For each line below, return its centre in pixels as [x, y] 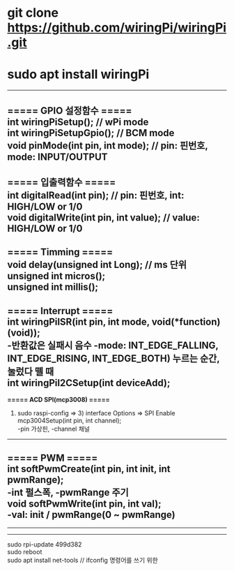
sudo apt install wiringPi [78, 74]
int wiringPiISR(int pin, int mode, [78, 321]
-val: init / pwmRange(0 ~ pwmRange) [91, 514]
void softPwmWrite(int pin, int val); [84, 504]
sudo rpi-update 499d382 [45, 544]
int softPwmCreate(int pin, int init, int [89, 469]
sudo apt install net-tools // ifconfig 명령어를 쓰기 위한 [83, 560]
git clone [33, 13]
